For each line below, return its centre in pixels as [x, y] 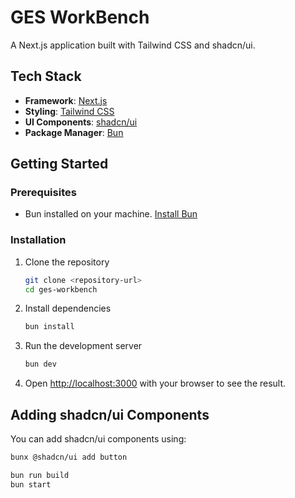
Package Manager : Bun [74, 132]
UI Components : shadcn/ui [81, 122]
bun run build [40, 475]
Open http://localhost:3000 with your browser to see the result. [155, 383]
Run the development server [83, 346]
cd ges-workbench [61, 289]
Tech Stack [46, 76]
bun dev [40, 364]
